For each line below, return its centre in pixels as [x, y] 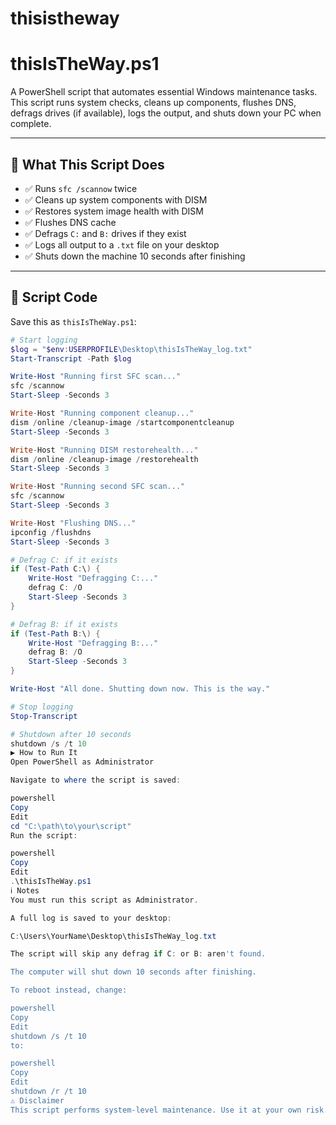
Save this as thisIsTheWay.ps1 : [73, 321]
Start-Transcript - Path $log [71, 358]
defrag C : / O [55, 588]
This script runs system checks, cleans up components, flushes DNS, [153, 103]
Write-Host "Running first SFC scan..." [96, 377]
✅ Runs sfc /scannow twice [81, 188]
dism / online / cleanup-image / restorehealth [104, 459]
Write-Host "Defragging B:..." [93, 643]
